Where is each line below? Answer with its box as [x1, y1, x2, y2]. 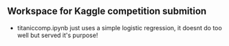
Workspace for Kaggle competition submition [7, 5, 207, 17]
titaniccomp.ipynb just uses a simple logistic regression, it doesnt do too [17, 23, 222, 32]
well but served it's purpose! [17, 31, 98, 39]
